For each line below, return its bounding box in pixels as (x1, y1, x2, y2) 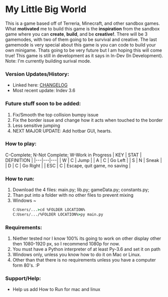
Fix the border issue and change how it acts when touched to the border (12, 117, 163, 123)
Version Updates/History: (5, 70, 70, 77)
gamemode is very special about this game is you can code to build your (5, 41, 156, 48)
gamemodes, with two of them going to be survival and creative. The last (5, 36, 157, 43)
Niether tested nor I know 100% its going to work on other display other (12, 235, 161, 241)
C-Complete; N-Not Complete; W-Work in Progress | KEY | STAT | (5, 152, 142, 158)
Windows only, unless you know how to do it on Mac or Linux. (12, 251, 141, 258)
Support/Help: (5, 275, 41, 282)
